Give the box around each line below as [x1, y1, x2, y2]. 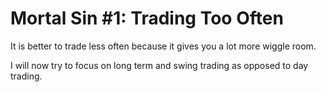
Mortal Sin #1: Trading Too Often [10, 7, 284, 30]
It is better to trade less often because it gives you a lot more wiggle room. [10, 40, 317, 52]
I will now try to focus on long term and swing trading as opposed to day [10, 59, 309, 71]
